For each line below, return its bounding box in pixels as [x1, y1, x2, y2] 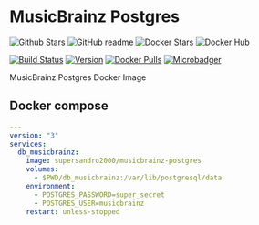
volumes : [26, 165, 59, 174]
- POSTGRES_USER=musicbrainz [33, 199, 145, 208]
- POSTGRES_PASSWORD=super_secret [33, 189, 166, 199]
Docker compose [9, 98, 109, 114]
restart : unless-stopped [26, 207, 120, 216]
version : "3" [9, 130, 59, 140]
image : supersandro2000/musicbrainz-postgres [26, 157, 202, 166]
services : [9, 139, 47, 148]
